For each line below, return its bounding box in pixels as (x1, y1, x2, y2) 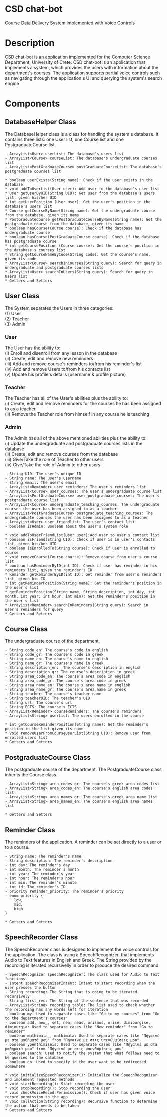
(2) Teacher (5, 316, 29, 322)
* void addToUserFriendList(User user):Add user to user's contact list (5, 532, 160, 538)
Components (5, 98, 60, 109)
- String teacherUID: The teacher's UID (5, 696, 91, 701)
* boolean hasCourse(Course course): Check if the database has (5, 226, 142, 231)
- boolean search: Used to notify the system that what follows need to (5, 1051, 160, 1056)
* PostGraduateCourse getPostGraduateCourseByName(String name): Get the (5, 217, 162, 222)
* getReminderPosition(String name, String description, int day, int (5, 589, 155, 594)
